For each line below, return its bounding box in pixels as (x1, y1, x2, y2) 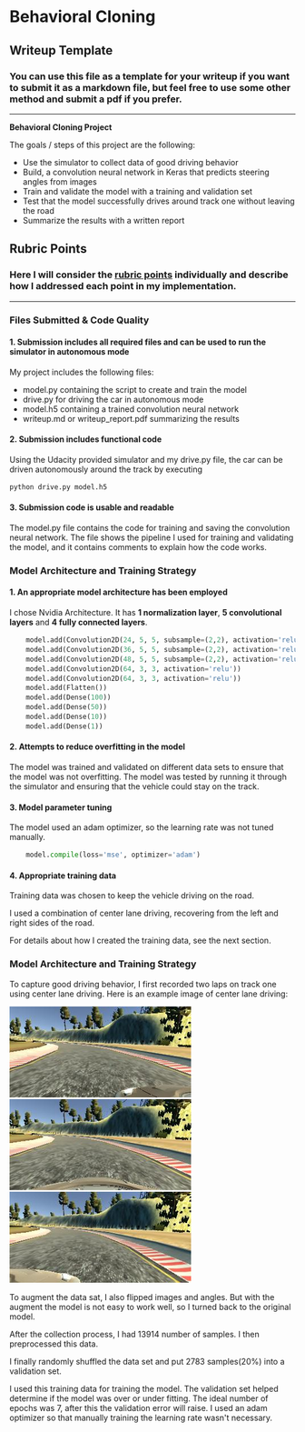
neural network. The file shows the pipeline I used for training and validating (9, 532, 294, 543)
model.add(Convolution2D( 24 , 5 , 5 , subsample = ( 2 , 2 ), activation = (25, 636, 279, 645)
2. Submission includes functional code (9, 434, 162, 445)
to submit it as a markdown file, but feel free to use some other (9, 81, 291, 94)
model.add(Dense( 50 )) (25, 703, 107, 712)
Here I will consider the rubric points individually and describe (9, 268, 289, 281)
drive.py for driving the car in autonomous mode (22, 394, 204, 405)
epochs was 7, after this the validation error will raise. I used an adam (9, 1402, 268, 1413)
